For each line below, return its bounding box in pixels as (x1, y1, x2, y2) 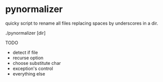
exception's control (12, 65, 53, 71)
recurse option (12, 54, 44, 61)
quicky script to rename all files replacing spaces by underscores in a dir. (5, 20, 158, 26)
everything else (12, 70, 46, 76)
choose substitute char (12, 60, 61, 66)
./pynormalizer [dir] (5, 30, 46, 36)
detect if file (12, 49, 38, 55)
